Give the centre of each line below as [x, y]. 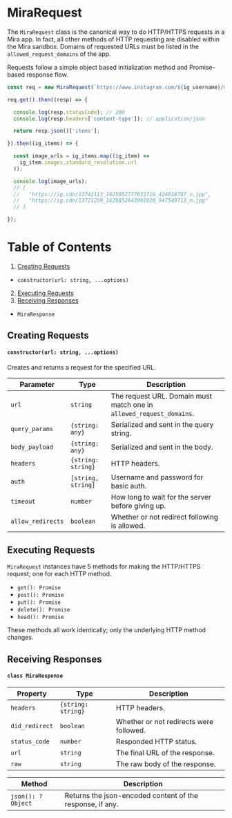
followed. [131, 730]
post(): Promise [40, 596]
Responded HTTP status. [157, 742]
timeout [23, 501]
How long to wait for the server [161, 497]
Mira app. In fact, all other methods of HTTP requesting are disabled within [113, 39]
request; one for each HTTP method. [59, 574]
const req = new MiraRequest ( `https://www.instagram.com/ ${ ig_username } [114, 87]
